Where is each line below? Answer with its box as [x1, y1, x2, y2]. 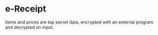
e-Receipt [5, 3, 47, 14]
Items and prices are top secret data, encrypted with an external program [5, 19, 154, 25]
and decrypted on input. [5, 24, 54, 30]
